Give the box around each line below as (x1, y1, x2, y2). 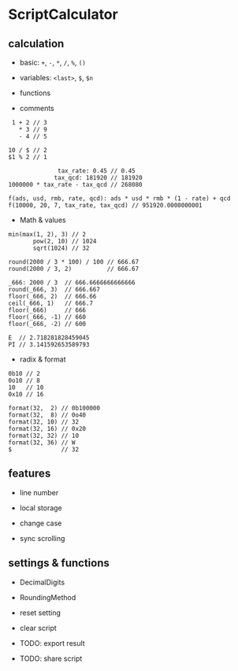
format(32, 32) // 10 (8, 432, 80, 439)
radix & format (19, 354, 66, 364)
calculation (8, 37, 65, 50)
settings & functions (8, 557, 110, 570)
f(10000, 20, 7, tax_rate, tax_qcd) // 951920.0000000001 (8, 202, 203, 209)
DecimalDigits (19, 577, 65, 587)
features (8, 467, 51, 480)
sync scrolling (19, 533, 65, 543)
